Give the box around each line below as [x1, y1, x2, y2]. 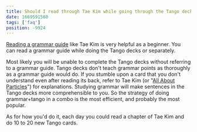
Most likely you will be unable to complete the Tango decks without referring [6, 58, 191, 65]
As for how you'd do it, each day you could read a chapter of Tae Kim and [6, 113, 185, 120]
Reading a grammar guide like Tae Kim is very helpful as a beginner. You [6, 41, 181, 48]
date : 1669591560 [6, 14, 49, 20]
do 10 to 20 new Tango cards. [6, 119, 78, 126]
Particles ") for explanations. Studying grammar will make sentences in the [6, 83, 185, 91]
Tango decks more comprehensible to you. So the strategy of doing [6, 89, 169, 96]
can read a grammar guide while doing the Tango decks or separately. [6, 47, 176, 54]
